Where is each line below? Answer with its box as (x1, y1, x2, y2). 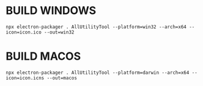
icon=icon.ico (6, 29, 42, 35)
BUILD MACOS (6, 49, 81, 63)
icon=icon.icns (6, 74, 45, 81)
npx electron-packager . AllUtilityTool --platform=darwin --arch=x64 (6, 70, 190, 76)
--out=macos (46, 74, 78, 81)
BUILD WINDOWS (6, 4, 97, 18)
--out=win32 (44, 29, 75, 35)
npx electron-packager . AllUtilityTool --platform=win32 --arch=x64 (6, 24, 187, 30)
